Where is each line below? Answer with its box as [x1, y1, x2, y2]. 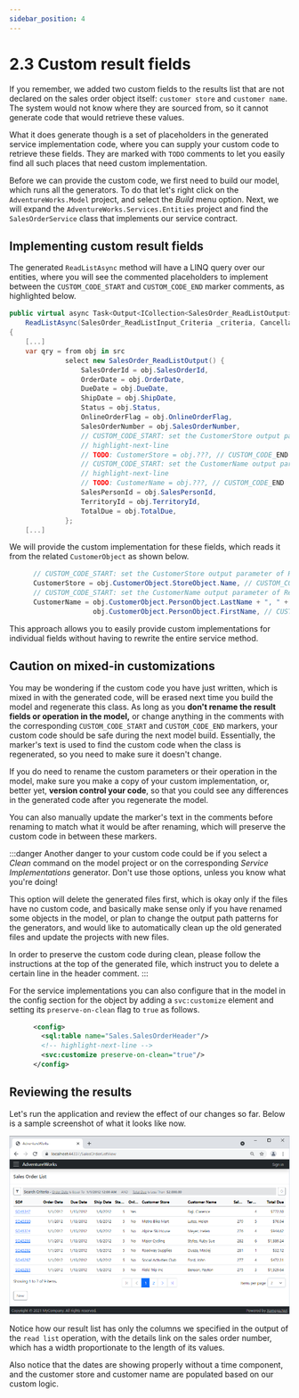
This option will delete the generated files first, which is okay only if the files [9, 893, 288, 905]
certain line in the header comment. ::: [9, 968, 149, 979]
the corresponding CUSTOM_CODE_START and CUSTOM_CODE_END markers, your [9, 720, 279, 731]
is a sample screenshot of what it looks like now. [9, 1118, 187, 1129]
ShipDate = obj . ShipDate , [80, 393, 177, 403]
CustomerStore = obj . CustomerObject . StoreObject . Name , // [32, 579, 253, 588]
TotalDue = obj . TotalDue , [80, 507, 177, 516]
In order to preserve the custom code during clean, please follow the [9, 948, 261, 959]
